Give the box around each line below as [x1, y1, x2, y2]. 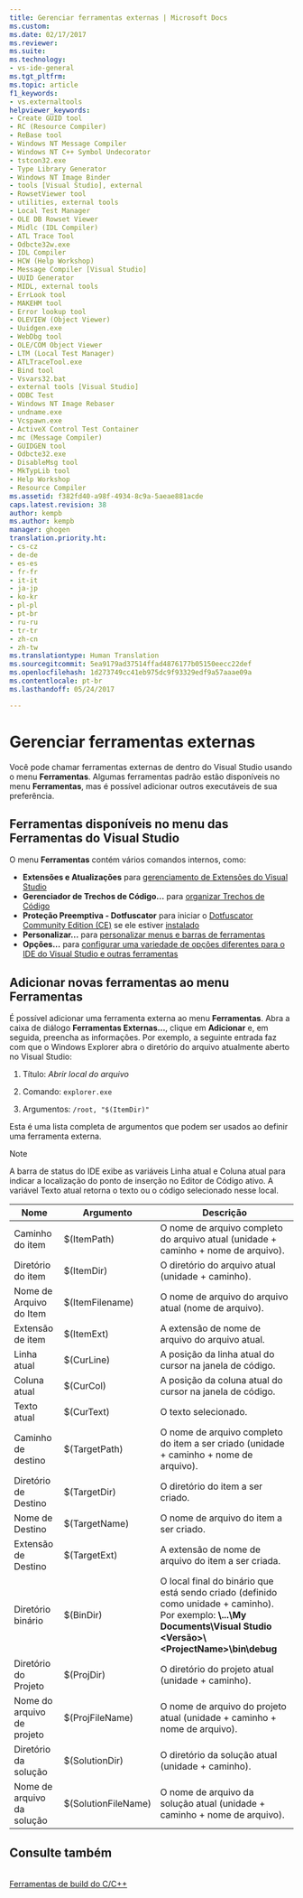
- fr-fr [9, 567, 39, 576]
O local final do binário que [160, 1575, 274, 1587]
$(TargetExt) [63, 1549, 118, 1562]
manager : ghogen [9, 526, 70, 535]
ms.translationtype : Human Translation [9, 651, 160, 660]
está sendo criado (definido [160, 1586, 278, 1599]
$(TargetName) [63, 1518, 129, 1530]
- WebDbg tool [9, 332, 63, 341]
